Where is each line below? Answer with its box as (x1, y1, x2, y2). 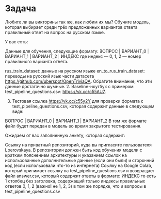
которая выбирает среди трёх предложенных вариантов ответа (5, 24, 138, 30)
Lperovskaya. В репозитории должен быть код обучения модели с (5, 147, 142, 153)
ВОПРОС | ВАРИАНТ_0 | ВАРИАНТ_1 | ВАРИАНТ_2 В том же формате (5, 118, 147, 124)
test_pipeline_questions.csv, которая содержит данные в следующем (12, 103, 155, 109)
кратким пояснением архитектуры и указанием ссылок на (5, 152, 127, 158)
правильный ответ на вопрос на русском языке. (5, 29, 105, 35)
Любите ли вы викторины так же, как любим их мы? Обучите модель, (5, 19, 150, 25)
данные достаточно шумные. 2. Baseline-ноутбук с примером (5, 83, 134, 89)
